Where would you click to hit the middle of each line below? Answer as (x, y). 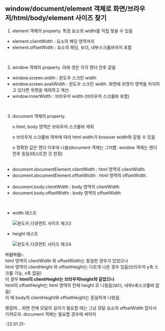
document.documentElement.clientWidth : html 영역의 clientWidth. (79, 169)
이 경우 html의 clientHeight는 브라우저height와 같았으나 (60, 279)
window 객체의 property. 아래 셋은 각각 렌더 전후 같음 (64, 67)
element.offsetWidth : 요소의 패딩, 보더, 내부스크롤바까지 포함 (72, 47)
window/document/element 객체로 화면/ (66, 9)
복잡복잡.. (14, 254)
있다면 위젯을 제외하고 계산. (44, 90)
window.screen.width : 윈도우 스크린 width (54, 78)
